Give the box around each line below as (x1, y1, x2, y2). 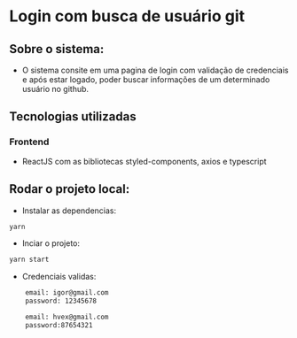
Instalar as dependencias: (21, 205, 117, 216)
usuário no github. (21, 84, 90, 94)
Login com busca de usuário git (9, 6, 246, 27)
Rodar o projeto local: (9, 181, 130, 196)
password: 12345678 (25, 296, 98, 306)
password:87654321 (25, 320, 93, 329)
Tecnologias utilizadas (9, 109, 137, 125)
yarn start (9, 255, 50, 265)
